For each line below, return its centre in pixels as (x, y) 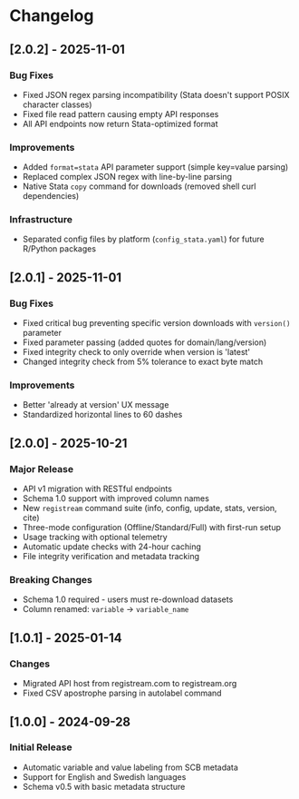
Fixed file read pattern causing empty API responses (121, 113)
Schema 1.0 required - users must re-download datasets (128, 599)
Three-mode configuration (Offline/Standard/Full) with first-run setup (152, 528)
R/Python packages (59, 249)
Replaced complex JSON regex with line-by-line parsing (127, 177)
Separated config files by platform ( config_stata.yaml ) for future (143, 239)
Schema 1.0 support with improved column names (116, 498)
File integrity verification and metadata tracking (111, 557)
